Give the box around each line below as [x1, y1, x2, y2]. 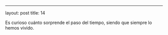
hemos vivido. [5, 25, 34, 30]
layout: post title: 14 [5, 10, 45, 15]
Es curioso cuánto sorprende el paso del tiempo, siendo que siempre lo [5, 19, 152, 25]
